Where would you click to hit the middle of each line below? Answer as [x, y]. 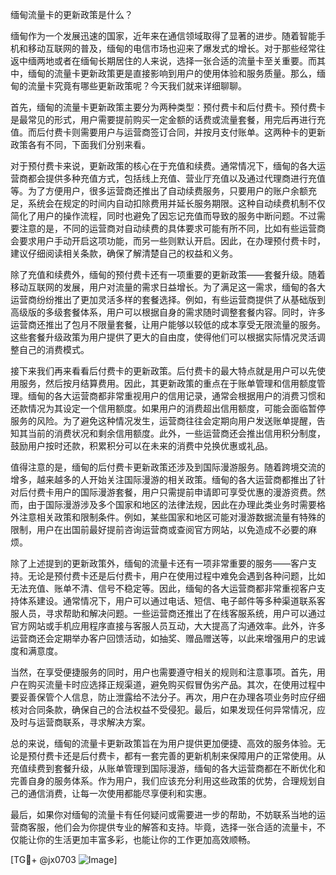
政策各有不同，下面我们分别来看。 [80, 144]
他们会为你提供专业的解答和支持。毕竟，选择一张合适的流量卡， [185, 827]
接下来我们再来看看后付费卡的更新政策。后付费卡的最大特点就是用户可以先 [163, 371]
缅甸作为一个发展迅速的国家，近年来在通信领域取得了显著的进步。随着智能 [163, 36]
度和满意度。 [36, 651]
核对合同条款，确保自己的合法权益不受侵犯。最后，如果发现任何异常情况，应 [168, 709]
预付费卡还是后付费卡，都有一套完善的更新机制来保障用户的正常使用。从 [176, 756]
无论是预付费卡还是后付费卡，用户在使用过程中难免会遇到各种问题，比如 [176, 576]
